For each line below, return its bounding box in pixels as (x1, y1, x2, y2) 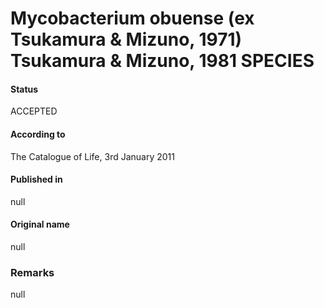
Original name (10, 218, 70, 231)
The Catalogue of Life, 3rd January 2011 (10, 150, 175, 162)
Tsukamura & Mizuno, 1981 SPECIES (10, 50, 315, 72)
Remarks (10, 265, 55, 279)
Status (10, 83, 39, 95)
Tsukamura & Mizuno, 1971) (10, 28, 243, 51)
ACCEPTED (10, 105, 58, 117)
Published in (10, 173, 63, 186)
